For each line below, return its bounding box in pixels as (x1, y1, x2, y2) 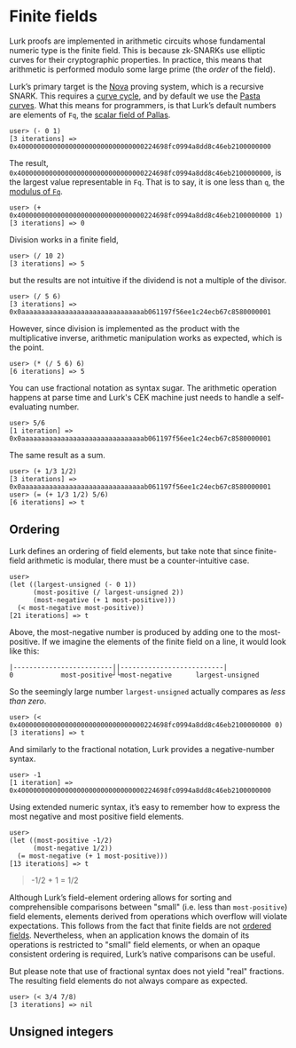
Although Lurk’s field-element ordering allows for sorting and (9, 892, 232, 902)
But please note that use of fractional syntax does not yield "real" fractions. (9, 965, 284, 976)
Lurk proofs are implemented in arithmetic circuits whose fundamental (9, 36, 266, 46)
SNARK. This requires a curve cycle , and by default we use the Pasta (9, 91, 261, 101)
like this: (9, 646, 40, 656)
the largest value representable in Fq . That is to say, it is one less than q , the (9, 176, 285, 187)
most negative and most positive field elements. (9, 811, 184, 822)
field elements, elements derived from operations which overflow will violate (9, 910, 288, 921)
